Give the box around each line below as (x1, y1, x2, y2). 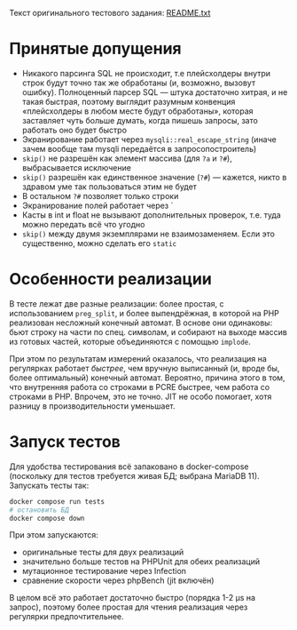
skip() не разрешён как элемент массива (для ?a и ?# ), (21, 153, 232, 163)
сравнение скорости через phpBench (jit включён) (21, 575, 215, 586)
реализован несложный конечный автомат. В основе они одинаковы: (9, 317, 273, 328)
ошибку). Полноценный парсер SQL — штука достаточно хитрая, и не (21, 86, 288, 97)
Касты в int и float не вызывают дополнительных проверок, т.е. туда (21, 209, 281, 220)
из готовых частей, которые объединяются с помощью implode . (9, 336, 251, 347)
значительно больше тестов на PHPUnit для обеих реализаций (21, 556, 260, 567)
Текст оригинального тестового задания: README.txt (9, 8, 211, 18)
